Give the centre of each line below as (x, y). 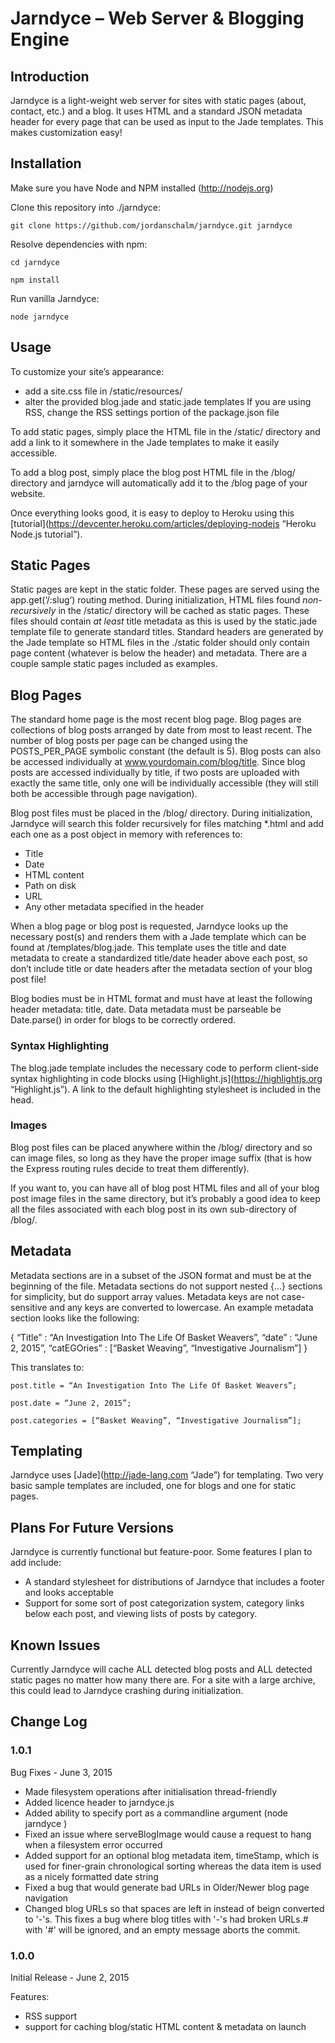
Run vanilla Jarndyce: (55, 298)
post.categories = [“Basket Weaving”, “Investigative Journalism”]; (156, 1420)
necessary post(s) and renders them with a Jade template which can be (158, 937)
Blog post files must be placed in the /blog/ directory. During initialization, (161, 813)
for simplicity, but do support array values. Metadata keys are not (145, 1296)
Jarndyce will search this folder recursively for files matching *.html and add (167, 824)
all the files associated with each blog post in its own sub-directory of (154, 1209)
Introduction (50, 76)
